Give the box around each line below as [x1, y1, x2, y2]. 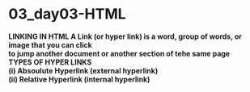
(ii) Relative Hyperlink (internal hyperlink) [8, 74, 150, 84]
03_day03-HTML [8, 5, 127, 23]
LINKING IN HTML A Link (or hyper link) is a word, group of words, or [8, 31, 243, 41]
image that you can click [8, 40, 93, 49]
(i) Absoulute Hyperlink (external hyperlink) [8, 65, 159, 75]
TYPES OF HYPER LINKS [8, 57, 92, 67]
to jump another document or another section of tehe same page [8, 48, 231, 58]
